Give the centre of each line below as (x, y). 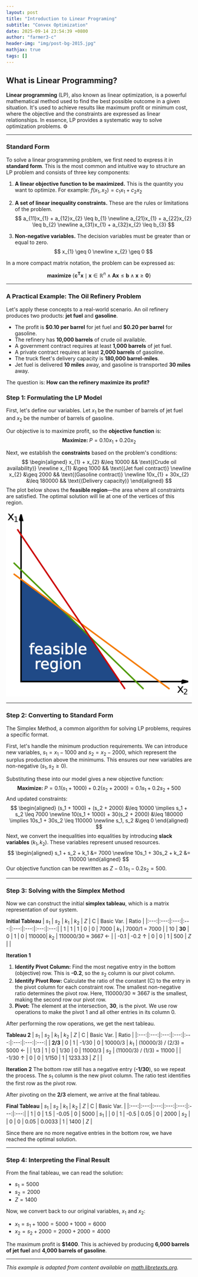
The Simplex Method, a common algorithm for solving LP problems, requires (99, 728)
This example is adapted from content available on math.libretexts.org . (92, 1268)
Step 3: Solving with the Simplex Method (65, 890)
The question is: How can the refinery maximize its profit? (78, 382)
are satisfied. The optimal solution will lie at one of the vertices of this (90, 496)
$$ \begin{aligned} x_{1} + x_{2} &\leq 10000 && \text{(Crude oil (99, 462)
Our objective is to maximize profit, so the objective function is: (84, 431)
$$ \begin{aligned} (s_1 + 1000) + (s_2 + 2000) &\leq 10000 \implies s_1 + (99, 808)
